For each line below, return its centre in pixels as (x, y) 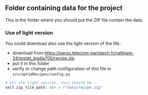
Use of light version (29, 32)
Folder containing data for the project (64, 8)
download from (28, 53)
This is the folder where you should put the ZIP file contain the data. (74, 20)
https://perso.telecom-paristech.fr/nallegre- (89, 53)
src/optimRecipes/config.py (41, 74)
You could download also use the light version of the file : (64, 43)
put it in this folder (31, 63)
